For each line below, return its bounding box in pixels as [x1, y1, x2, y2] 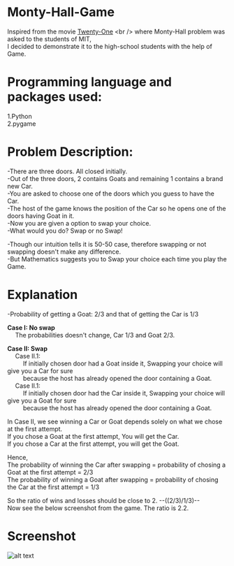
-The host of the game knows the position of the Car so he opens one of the [7, 204, 226, 212]
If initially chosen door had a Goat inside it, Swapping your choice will [22, 359, 224, 368]
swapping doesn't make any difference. [7, 247, 122, 256]
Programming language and [7, 74, 173, 90]
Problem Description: [7, 144, 133, 160]
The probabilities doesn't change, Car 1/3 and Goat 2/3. [15, 331, 175, 339]
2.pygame [7, 119, 36, 128]
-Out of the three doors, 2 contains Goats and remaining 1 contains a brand [7, 174, 224, 182]
